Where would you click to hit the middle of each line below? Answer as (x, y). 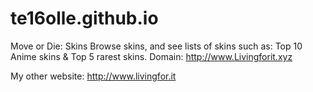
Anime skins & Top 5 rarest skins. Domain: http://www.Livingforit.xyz (151, 56)
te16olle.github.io (84, 18)
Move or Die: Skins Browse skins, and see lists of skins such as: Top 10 (156, 46)
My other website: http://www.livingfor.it (93, 76)
